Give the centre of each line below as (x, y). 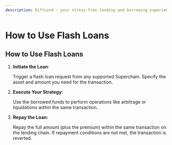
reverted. (22, 138)
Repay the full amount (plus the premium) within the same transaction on (89, 127)
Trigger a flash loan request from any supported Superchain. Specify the (89, 76)
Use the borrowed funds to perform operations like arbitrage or (79, 102)
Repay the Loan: (30, 117)
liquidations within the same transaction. (55, 107)
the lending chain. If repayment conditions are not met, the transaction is (89, 132)
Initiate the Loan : (31, 67)
